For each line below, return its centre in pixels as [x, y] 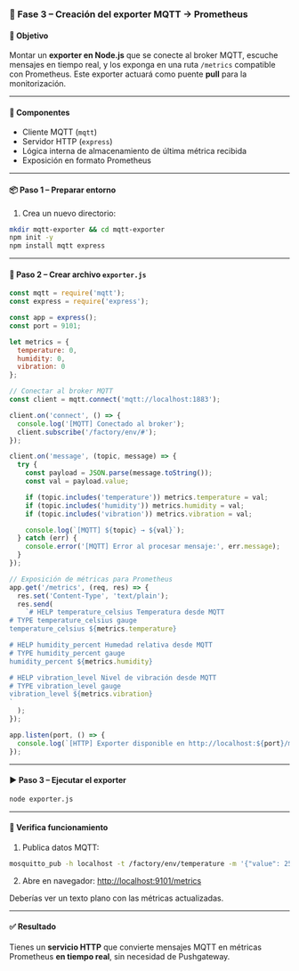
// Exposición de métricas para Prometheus [91, 579]
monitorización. [38, 84]
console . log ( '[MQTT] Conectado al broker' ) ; [101, 424]
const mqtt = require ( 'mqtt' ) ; [67, 293]
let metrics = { [39, 342]
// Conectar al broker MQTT [61, 391]
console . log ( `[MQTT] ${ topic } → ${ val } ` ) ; [105, 530]
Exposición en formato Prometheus [87, 160]
